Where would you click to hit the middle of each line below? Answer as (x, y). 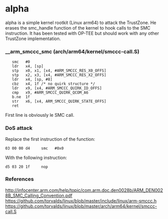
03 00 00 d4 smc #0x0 (35, 148)
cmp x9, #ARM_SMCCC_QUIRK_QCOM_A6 (50, 93)
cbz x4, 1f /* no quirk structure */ (53, 84)
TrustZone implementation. (33, 39)
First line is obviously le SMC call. (40, 115)
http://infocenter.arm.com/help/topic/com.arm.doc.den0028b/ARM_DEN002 (84, 190)
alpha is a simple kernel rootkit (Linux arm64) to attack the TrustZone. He (81, 23)
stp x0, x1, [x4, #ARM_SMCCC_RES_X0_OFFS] (59, 71)
